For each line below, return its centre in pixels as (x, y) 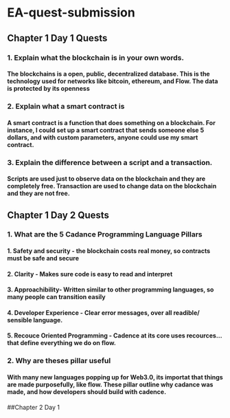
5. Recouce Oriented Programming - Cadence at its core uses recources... (115, 335)
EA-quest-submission (71, 13)
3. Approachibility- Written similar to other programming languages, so (111, 289)
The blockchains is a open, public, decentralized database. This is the (109, 74)
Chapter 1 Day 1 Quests (57, 38)
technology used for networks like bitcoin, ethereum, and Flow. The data (113, 81)
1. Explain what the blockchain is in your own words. (95, 58)
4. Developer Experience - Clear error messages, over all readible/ (104, 312)
